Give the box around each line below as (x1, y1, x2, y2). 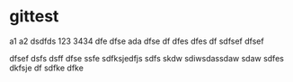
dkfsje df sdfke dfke (9, 62, 84, 73)
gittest (9, 6, 59, 27)
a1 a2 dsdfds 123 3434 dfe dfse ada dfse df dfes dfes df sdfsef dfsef (9, 36, 264, 46)
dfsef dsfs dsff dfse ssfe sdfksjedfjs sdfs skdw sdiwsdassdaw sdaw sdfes (9, 53, 285, 63)
